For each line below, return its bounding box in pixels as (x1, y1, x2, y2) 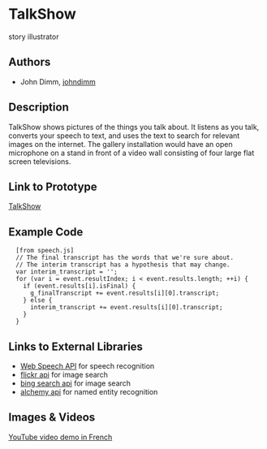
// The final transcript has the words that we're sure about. (15, 253, 234, 262)
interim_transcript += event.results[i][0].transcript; (29, 304, 223, 312)
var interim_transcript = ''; (15, 268, 118, 276)
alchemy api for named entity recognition (19, 387, 158, 396)
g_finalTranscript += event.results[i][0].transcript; (29, 289, 220, 297)
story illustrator (8, 32, 59, 41)
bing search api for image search (19, 378, 131, 388)
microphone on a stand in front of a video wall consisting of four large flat (8, 148, 255, 158)
